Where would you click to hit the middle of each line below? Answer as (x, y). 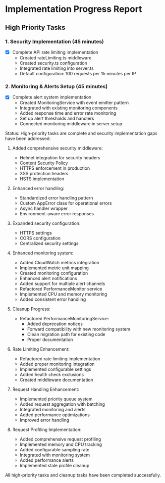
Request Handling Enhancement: (46, 389)
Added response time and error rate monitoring (68, 113)
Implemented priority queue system (56, 399)
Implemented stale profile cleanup (55, 466)
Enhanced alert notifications (49, 279)
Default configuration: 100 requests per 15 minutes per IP (78, 73)
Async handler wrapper (44, 208)
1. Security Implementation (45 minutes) (55, 42)
